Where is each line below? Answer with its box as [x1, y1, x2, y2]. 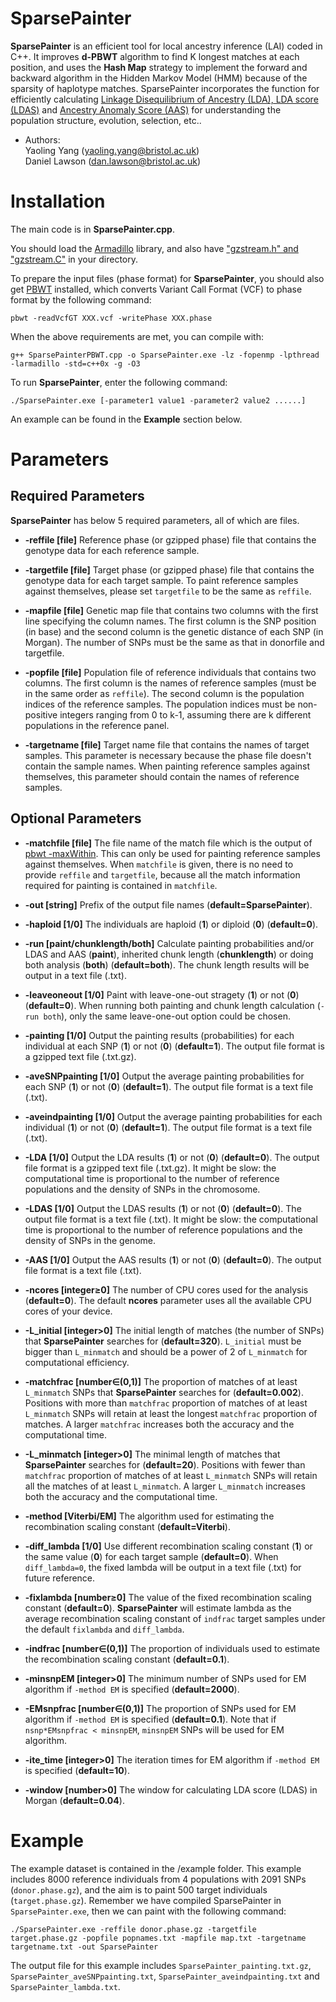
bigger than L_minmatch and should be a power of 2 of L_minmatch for [24, 1345, 308, 1357]
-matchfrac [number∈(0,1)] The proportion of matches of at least [24, 1375, 298, 1387]
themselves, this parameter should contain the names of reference [24, 770, 300, 782]
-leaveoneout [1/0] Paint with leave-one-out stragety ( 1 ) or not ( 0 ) [24, 988, 300, 1001]
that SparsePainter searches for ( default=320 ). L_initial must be [24, 1335, 302, 1347]
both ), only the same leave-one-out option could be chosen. [43, 1010, 291, 1022]
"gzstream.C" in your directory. [10, 253, 139, 265]
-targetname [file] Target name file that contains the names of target [24, 738, 310, 751]
